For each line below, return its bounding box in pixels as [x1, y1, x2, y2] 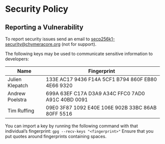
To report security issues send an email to [5, 36, 90, 42]
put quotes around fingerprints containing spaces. [5, 134, 107, 139]
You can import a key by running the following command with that [5, 123, 138, 129]
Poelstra [7, 96, 27, 103]
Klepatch [7, 82, 28, 89]
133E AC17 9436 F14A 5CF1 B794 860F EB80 [46, 76, 157, 83]
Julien [7, 76, 22, 83]
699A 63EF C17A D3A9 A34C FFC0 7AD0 [46, 90, 145, 97]
